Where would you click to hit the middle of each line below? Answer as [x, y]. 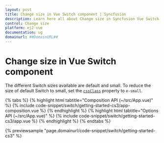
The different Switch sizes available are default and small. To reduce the [78, 85]
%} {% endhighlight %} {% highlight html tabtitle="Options [99, 111]
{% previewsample [24, 130]
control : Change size [27, 23]
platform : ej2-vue [24, 28]
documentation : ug [24, 32]
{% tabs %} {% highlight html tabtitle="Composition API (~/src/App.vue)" [79, 100]
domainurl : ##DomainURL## [31, 37]
